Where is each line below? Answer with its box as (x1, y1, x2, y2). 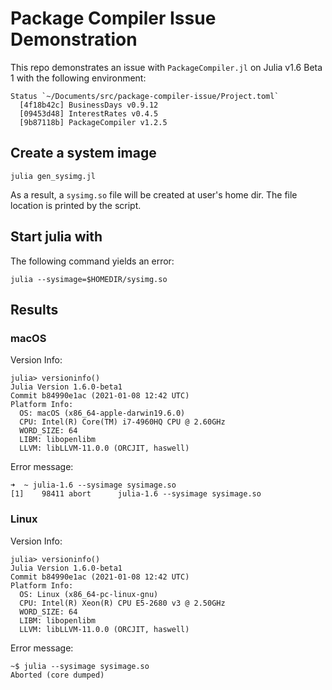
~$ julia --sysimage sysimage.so (10, 661, 150, 671)
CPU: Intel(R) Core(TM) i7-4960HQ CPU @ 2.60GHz (19, 417, 226, 427)
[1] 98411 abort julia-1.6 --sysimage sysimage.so (10, 489, 262, 499)
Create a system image (10, 145, 157, 162)
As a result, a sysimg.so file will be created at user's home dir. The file (10, 188, 298, 201)
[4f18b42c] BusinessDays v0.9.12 (19, 100, 159, 110)
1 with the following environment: (10, 72, 147, 84)
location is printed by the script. (10, 199, 142, 211)
